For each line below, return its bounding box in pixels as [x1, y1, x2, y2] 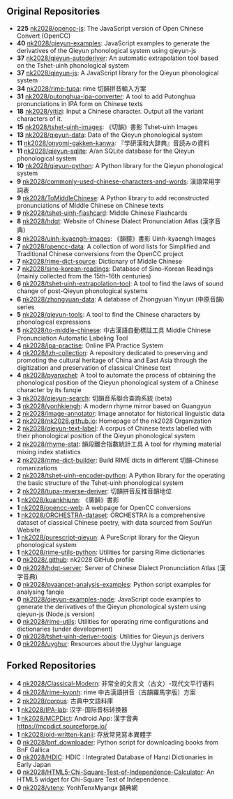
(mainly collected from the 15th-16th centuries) [16, 271, 151, 280]
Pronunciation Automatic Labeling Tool [16, 334, 128, 342]
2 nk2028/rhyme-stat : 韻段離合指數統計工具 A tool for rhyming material [16, 440, 222, 448]
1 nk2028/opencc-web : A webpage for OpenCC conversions [16, 503, 191, 511]
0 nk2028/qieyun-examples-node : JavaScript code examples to [16, 595, 202, 603]
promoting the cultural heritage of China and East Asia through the [16, 356, 208, 364]
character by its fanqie [16, 385, 82, 394]
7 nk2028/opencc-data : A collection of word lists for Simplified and [16, 242, 211, 251]
